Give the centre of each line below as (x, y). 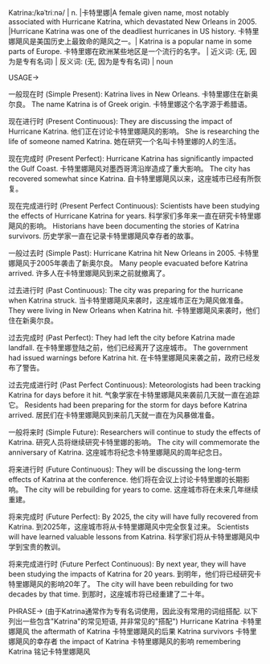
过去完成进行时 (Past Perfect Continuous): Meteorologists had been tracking (135, 385)
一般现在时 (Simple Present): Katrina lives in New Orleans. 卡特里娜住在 (126, 94)
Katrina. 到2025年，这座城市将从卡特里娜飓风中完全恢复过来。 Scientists (129, 527)
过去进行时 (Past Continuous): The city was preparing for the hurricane (126, 290)
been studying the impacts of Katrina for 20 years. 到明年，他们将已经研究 (131, 574)
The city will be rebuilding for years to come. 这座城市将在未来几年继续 (141, 489)
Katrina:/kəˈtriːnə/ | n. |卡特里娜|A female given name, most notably (119, 12)
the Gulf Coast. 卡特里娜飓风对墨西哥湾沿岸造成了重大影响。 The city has (129, 169)
